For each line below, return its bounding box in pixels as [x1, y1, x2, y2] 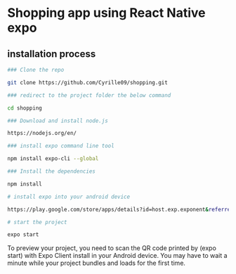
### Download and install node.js [7, 117, 109, 124]
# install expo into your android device [7, 193, 131, 200]
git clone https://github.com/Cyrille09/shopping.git [7, 79, 169, 86]
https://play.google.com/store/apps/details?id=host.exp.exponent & [7, 206, 209, 213]
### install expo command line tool [7, 143, 114, 150]
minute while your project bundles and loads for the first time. [7, 259, 186, 268]
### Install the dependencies [7, 168, 96, 175]
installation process [7, 48, 96, 60]
